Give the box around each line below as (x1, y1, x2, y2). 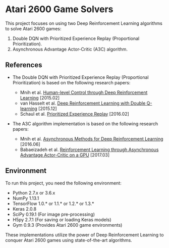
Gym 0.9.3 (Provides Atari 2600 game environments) (12, 222, 123, 228)
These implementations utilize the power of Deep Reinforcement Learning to (5, 231, 164, 238)
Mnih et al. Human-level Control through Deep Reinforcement (20, 89, 148, 95)
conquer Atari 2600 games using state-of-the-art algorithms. (5, 237, 132, 243)
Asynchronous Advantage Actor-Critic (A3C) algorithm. (12, 46, 128, 52)
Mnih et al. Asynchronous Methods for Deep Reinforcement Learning (20, 135, 163, 142)
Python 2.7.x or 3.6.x (12, 189, 55, 195)
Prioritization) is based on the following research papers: (12, 79, 131, 85)
